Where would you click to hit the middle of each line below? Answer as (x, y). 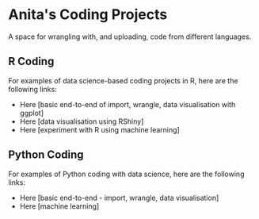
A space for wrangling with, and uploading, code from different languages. (130, 36)
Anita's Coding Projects (88, 15)
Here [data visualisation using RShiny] (82, 121)
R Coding (31, 61)
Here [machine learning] (59, 206)
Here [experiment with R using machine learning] (99, 129)
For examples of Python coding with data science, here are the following (126, 174)
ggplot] (32, 113)
